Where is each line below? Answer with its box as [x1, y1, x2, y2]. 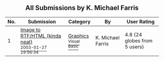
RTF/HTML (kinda [20, 32, 61, 39]
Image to [20, 26, 41, 33]
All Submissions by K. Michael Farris [25, 4, 139, 12]
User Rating [126, 18, 155, 25]
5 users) [124, 43, 144, 50]
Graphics [68, 32, 89, 39]
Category [68, 18, 91, 25]
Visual [68, 38, 80, 44]
